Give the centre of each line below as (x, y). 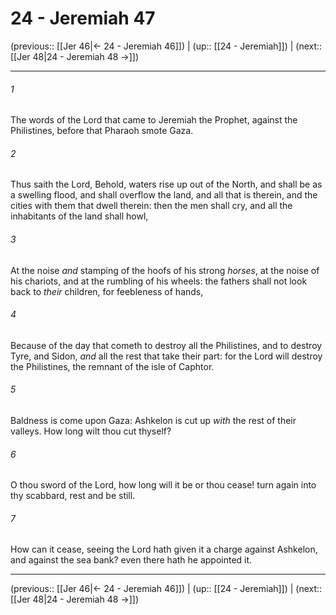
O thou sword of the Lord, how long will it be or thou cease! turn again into (163, 485)
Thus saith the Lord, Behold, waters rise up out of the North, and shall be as (166, 184)
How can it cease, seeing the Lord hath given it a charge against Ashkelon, (164, 549)
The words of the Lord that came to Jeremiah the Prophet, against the (154, 120)
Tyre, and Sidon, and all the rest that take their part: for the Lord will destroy (166, 356)
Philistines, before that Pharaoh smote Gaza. (102, 131)
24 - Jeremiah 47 (83, 18)
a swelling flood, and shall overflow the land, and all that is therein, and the (164, 195)
